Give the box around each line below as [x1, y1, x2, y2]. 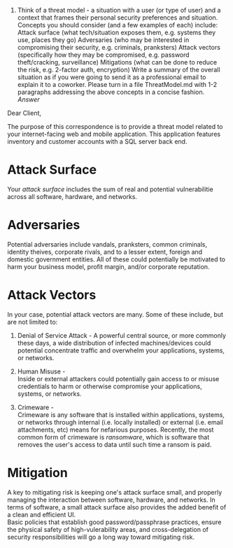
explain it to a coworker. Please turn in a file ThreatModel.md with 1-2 [17, 81, 218, 88]
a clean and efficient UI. [7, 510, 76, 519]
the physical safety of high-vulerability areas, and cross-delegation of [7, 525, 209, 533]
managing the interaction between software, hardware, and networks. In [7, 495, 216, 504]
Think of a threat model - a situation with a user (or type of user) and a [17, 6, 221, 14]
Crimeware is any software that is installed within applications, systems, [17, 410, 225, 419]
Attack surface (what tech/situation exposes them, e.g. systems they [17, 28, 216, 36]
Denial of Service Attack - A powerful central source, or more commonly [17, 331, 226, 339]
